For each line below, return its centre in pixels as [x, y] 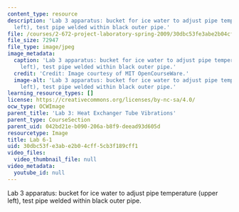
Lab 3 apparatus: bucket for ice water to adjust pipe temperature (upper [113, 193]
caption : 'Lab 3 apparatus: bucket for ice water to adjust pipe [113, 60]
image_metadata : [31, 54]
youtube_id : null [39, 173]
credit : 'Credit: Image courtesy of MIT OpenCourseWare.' [102, 73]
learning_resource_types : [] [51, 93]
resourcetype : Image [38, 133]
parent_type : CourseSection [49, 120]
